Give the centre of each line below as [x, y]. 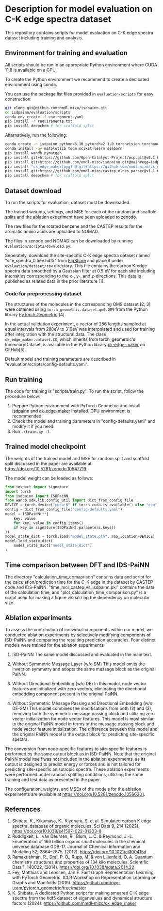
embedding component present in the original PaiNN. [65, 694]
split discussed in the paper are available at [48, 463]
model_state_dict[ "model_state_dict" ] [53, 546]
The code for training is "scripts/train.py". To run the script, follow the [74, 391]
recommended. [27, 416]
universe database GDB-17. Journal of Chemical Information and [76, 847]
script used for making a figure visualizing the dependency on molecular [77, 597]
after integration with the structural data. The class [56, 334]
